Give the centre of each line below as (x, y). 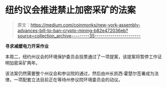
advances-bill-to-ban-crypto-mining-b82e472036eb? (73, 30)
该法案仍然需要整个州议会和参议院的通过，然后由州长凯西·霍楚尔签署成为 (80, 73)
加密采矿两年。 (25, 63)
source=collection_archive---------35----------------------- (79, 36)
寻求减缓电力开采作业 (27, 46)
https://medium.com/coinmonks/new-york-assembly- (85, 25)
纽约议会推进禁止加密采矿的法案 (71, 10)
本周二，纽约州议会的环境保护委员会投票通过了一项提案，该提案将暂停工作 (81, 56)
